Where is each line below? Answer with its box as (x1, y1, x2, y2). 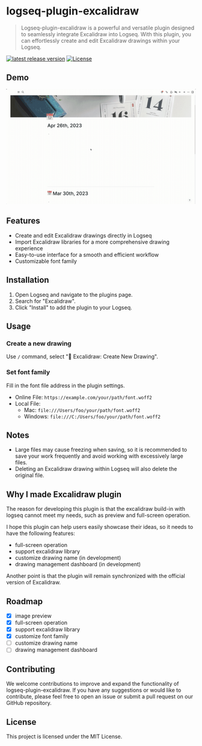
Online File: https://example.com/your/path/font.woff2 (14, 393, 152, 400)
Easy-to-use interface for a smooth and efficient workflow (14, 251, 159, 258)
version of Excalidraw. (6, 579, 61, 586)
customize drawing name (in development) (14, 554, 121, 561)
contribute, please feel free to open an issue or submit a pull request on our (6, 693, 194, 700)
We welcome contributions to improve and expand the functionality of (6, 680, 179, 688)
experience (14, 244, 43, 251)
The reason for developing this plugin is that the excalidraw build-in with (6, 505, 185, 513)
